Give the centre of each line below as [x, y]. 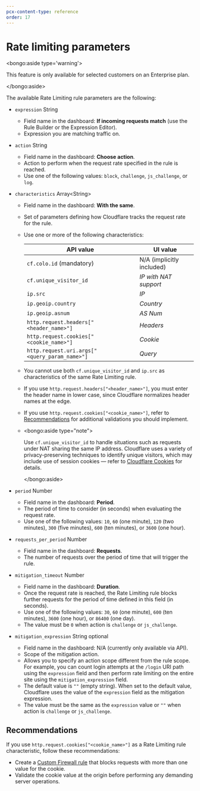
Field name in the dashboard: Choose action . [79, 157]
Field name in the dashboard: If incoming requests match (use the [105, 121]
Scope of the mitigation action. [61, 654]
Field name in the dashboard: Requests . [73, 551]
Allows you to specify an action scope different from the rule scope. [107, 661]
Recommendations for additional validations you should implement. [106, 419]
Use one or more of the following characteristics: [84, 235]
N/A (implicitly [159, 260]
